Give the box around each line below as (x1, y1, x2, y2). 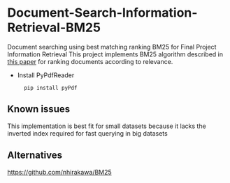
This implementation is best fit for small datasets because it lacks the (7, 122, 206, 130)
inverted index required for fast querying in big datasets (7, 129, 168, 137)
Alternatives (7, 150, 63, 161)
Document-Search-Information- (7, 5, 198, 21)
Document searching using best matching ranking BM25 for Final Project (7, 42, 217, 51)
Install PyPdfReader (17, 71, 75, 79)
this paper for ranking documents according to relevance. (7, 57, 173, 65)
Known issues (7, 103, 71, 116)
